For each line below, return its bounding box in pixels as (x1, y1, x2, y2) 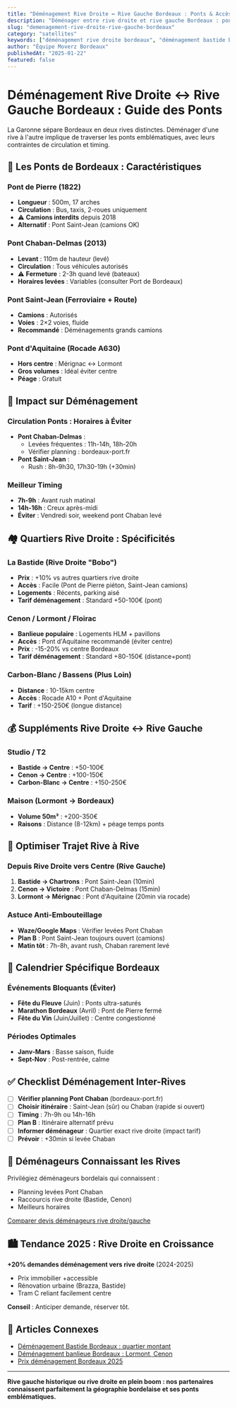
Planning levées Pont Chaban (17, 1188, 104, 1196)
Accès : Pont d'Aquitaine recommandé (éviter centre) (17, 637, 173, 646)
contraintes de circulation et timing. (7, 140, 111, 149)
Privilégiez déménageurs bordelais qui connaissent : (7, 1174, 159, 1182)
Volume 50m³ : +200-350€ (17, 812, 98, 821)
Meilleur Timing (7, 480, 62, 490)
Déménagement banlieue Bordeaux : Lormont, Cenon (17, 1349, 173, 1358)
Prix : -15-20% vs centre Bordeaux (17, 645, 119, 653)
